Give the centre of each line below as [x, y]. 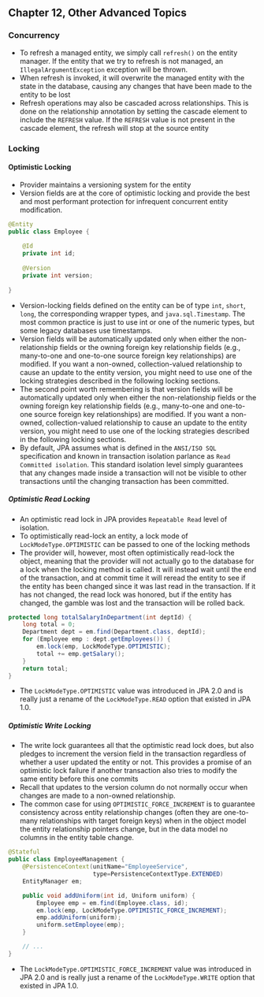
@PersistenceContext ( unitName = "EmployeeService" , [106, 867]
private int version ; [58, 275]
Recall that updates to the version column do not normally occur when [134, 787]
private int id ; [49, 254]
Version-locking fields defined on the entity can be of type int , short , [132, 305]
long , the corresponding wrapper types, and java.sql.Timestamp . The [132, 314]
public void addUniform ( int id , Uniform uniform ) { [109, 895]
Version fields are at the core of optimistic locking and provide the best [135, 193]
